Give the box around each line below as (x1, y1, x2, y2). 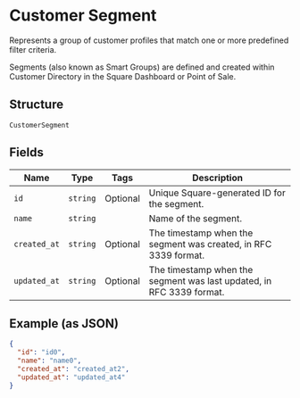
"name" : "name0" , (17, 356, 82, 366)
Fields (9, 145, 45, 161)
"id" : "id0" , (17, 348, 66, 357)
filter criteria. (9, 44, 57, 54)
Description (191, 171, 244, 184)
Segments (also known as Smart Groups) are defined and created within (9, 62, 275, 72)
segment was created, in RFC (148, 237, 272, 250)
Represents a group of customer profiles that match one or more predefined (9, 35, 289, 46)
